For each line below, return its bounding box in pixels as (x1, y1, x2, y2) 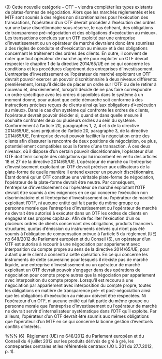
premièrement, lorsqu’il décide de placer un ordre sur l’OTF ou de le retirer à (5, 82, 157, 87)
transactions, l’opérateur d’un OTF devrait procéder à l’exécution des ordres (5, 19, 156, 25)
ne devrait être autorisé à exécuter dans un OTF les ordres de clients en (5, 211, 148, 216)
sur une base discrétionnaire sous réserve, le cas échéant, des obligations (5, 25, 153, 31)
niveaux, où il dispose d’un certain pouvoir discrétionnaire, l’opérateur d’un (5, 148, 154, 154)
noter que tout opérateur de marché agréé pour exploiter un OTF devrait (5, 56, 149, 61)
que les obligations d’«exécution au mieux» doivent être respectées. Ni (5, 293, 146, 298)
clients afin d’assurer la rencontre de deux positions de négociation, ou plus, (5, 138, 157, 144)
